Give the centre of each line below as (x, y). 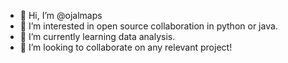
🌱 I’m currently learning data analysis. (97, 36)
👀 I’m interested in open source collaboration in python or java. (148, 26)
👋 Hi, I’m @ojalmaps (61, 15)
